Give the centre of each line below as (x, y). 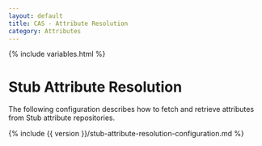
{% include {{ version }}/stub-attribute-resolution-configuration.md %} (127, 134)
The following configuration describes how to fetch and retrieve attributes (131, 109)
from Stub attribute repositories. (62, 118)
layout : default (36, 16)
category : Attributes (45, 31)
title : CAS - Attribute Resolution (68, 24)
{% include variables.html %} (57, 54)
